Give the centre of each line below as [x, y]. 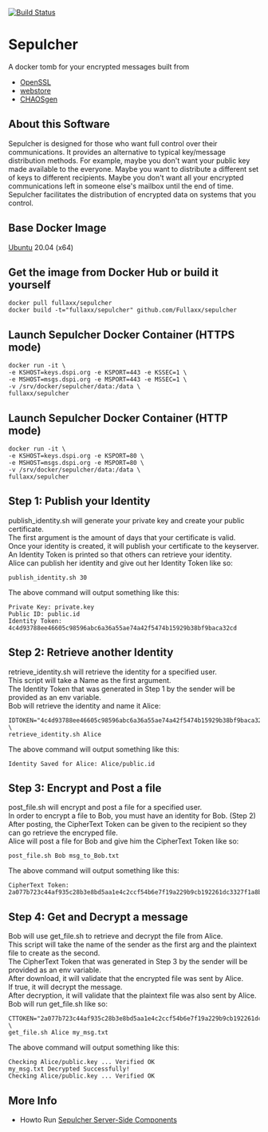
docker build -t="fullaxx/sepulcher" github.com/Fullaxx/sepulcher [123, 310]
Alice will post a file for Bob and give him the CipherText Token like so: [124, 841]
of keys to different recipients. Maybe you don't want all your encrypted [126, 177]
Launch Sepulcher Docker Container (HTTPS [122, 334]
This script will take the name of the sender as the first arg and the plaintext [132, 945]
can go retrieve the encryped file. [63, 833]
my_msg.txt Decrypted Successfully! [69, 1069]
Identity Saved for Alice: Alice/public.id [82, 764]
